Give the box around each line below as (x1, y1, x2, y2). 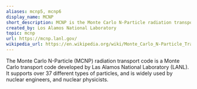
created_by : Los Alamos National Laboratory (6, 25, 117, 31)
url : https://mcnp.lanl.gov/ (6, 36, 77, 42)
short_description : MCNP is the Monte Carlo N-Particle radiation (6, 19, 172, 25)
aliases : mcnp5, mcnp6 (6, 8, 62, 15)
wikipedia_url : (6, 42, 43, 47)
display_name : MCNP (6, 14, 54, 20)
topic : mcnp (6, 30, 35, 36)
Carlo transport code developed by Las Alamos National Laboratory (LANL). (6, 63, 189, 70)
